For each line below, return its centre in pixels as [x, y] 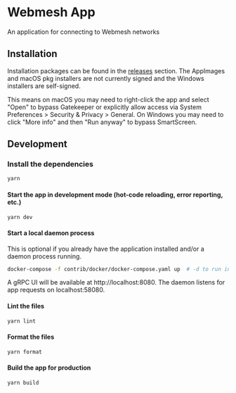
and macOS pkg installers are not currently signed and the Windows [106, 78]
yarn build [23, 382]
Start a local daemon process [51, 232]
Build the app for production [49, 368]
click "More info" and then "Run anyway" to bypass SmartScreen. [102, 122]
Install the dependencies [50, 164]
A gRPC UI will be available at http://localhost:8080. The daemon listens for [116, 282]
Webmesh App [52, 12]
